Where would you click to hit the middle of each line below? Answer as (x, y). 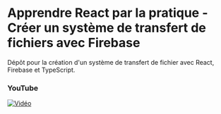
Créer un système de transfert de (107, 28)
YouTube (23, 88)
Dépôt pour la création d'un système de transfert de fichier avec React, (111, 62)
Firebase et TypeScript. (41, 70)
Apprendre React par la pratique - (108, 13)
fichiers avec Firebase (74, 43)
